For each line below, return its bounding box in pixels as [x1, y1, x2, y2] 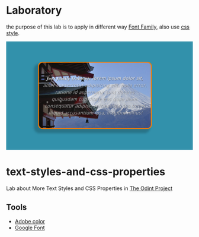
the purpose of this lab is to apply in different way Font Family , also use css [6, 23, 190, 30]
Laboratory [6, 4, 62, 17]
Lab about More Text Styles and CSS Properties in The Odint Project [6, 185, 173, 192]
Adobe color [14, 218, 46, 225]
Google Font [14, 224, 46, 232]
